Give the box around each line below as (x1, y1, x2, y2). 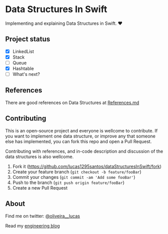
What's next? (12, 71, 40, 77)
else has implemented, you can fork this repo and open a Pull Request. (5, 138, 152, 145)
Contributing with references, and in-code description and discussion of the (5, 148, 163, 154)
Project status (5, 35, 50, 43)
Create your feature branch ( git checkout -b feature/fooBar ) (12, 168, 142, 175)
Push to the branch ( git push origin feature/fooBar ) (12, 179, 125, 185)
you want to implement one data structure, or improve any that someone (5, 133, 155, 139)
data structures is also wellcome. (5, 153, 74, 160)
